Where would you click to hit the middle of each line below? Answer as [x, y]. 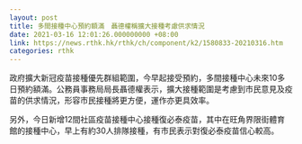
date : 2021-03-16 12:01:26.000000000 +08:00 [94, 34]
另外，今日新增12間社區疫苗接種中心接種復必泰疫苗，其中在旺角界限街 [139, 120]
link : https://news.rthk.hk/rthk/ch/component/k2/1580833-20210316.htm [146, 43]
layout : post [34, 18]
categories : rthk [42, 51]
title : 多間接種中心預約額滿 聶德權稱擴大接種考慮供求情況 [107, 26]
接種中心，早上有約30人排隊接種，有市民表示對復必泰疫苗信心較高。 [152, 130]
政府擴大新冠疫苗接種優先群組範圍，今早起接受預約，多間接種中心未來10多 [147, 78]
